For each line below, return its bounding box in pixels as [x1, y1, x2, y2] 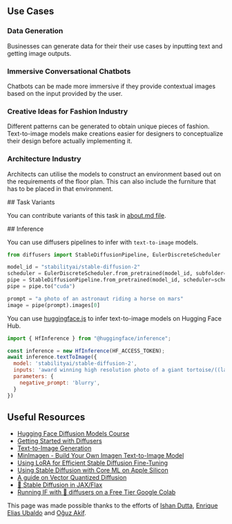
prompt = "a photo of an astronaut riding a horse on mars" [7, 295, 184, 302]
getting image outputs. [7, 49, 72, 57]
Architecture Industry [7, 154, 81, 164]
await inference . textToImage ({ [7, 354, 97, 361]
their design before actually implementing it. [7, 137, 133, 145]
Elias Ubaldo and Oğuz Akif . [7, 509, 86, 517]
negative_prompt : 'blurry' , [19, 379, 100, 386]
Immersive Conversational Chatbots [7, 66, 131, 76]
